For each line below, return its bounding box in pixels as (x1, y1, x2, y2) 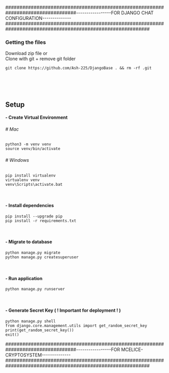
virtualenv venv (5, 177, 40, 183)
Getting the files (5, 38, 46, 45)
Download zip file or (5, 51, 47, 57)
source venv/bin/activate (5, 146, 60, 152)
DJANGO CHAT (121, 10, 154, 16)
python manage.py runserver (5, 287, 65, 292)
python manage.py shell (5, 318, 56, 324)
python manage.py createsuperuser (5, 255, 79, 260)
